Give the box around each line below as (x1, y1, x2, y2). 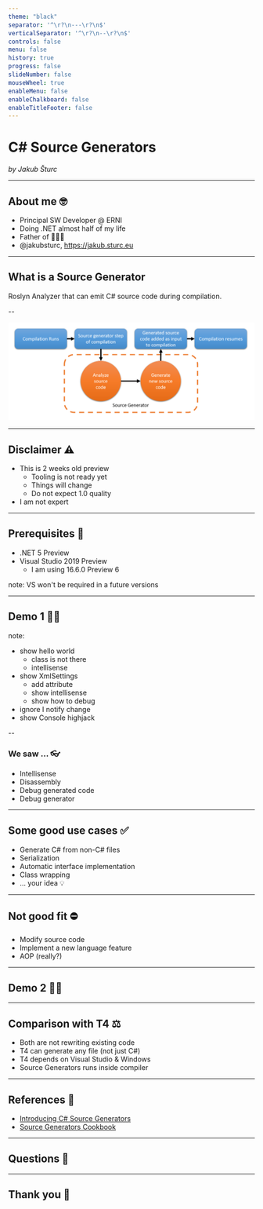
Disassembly (19, 777, 61, 787)
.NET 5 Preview (19, 548, 70, 557)
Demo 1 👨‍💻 (8, 610, 61, 623)
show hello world (19, 646, 75, 656)
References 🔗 (8, 1093, 75, 1106)
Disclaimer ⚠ (8, 443, 75, 456)
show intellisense (31, 688, 88, 697)
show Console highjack (19, 713, 95, 722)
